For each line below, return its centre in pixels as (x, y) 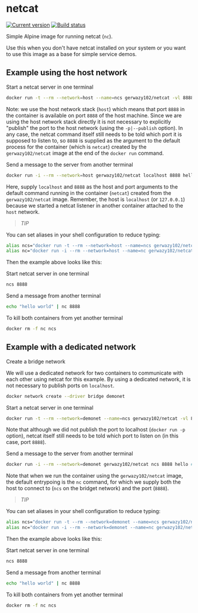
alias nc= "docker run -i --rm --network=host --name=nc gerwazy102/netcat (100, 251)
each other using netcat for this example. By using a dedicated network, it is (98, 379)
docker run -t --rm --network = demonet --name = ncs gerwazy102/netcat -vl (97, 419)
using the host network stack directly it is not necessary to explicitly (89, 121)
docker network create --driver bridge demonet (66, 396)
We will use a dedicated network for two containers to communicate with (95, 373)
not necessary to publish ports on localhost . (60, 385)
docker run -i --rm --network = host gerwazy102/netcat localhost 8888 (93, 175)
